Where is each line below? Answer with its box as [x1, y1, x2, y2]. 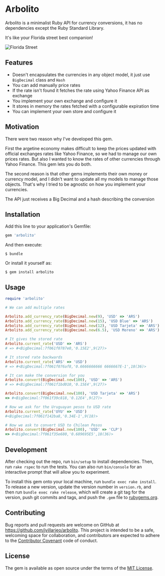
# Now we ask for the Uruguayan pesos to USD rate [5, 404, 111, 410]
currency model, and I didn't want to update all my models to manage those [5, 176, 159, 182]
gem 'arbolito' [5, 233, 36, 238]
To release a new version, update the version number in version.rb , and [5, 484, 152, 490]
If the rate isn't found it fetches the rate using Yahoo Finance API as [12, 87, 149, 93]
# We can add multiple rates [5, 305, 65, 310]
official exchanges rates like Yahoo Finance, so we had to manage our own [5, 151, 157, 157]
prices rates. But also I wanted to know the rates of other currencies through [5, 156, 161, 162]
